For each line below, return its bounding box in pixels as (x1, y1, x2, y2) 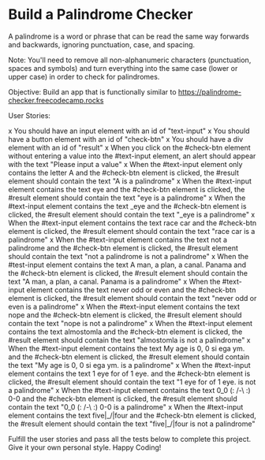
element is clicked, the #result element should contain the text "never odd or (8, 293, 257, 302)
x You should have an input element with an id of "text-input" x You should (8, 126, 250, 135)
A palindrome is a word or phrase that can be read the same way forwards (8, 32, 250, 41)
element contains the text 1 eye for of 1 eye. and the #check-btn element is (8, 369, 251, 378)
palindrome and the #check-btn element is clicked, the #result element (8, 243, 239, 253)
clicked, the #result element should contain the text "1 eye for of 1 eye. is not (8, 377, 256, 387)
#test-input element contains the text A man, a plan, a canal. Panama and (8, 260, 247, 269)
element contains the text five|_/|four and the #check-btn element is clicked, (8, 410, 256, 420)
